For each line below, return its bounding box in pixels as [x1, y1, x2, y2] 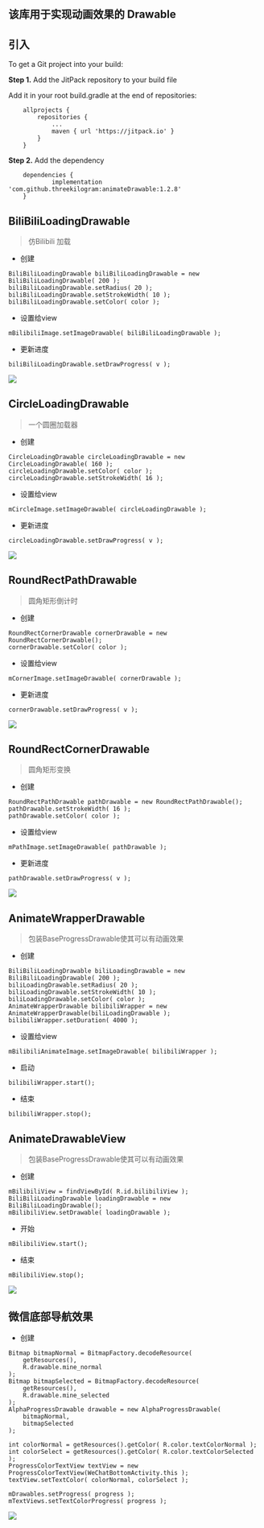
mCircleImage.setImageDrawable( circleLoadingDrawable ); [8, 505, 207, 513]
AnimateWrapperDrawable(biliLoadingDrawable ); [8, 1009, 171, 1017]
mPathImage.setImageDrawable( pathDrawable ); [8, 843, 167, 851]
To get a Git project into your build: [8, 60, 123, 69]
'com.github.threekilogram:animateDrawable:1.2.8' [8, 185, 182, 193]
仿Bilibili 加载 [27, 237, 71, 246]
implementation [51, 178, 103, 187]
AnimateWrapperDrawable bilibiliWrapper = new [8, 1002, 167, 1011]
